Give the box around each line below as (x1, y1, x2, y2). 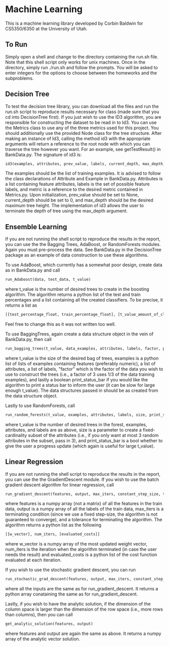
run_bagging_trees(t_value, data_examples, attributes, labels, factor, (5, 346, 161, 351)
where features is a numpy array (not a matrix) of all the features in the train (5, 501, 162, 507)
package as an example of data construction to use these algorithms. (5, 252, 149, 258)
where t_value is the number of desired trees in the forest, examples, (5, 421, 147, 427)
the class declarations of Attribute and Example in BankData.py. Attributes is (5, 176, 163, 182)
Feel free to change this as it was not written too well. (5, 321, 116, 327)
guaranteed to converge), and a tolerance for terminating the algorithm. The (5, 517, 162, 523)
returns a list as (5, 302, 37, 309)
